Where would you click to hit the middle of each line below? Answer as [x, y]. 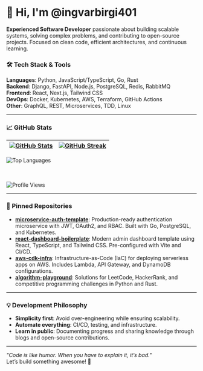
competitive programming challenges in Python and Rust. [86, 284]
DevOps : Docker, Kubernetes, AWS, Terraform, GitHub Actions [84, 99]
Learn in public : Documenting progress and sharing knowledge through [105, 331]
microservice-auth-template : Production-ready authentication [94, 219]
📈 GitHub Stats [29, 128]
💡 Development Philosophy [47, 305]
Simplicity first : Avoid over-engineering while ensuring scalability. [97, 318]
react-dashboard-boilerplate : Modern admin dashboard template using [105, 238]
